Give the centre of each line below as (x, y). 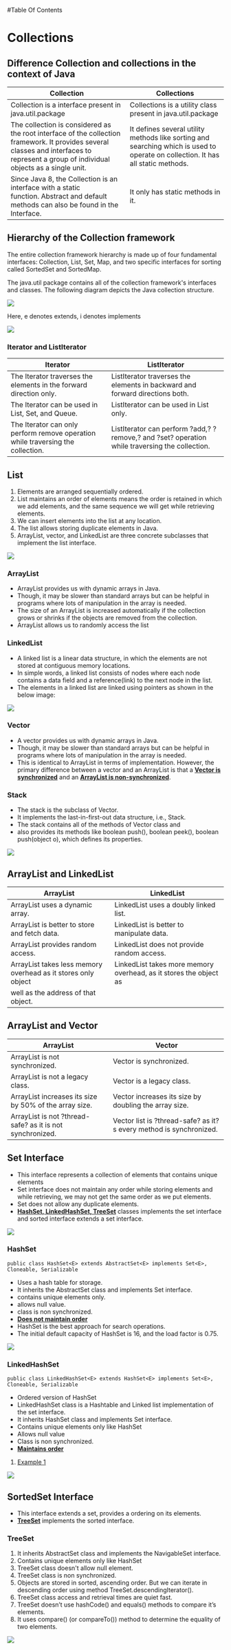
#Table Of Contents (35, 10)
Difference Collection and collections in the (102, 63)
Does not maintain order (52, 1318)
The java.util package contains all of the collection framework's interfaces (112, 283)
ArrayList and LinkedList (60, 874)
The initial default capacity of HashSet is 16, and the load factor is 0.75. (118, 1334)
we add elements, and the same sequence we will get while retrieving (115, 506)
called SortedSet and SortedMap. (54, 269)
